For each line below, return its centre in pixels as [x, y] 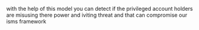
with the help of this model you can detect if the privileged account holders [99, 9]
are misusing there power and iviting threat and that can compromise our [97, 15]
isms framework [26, 21]
